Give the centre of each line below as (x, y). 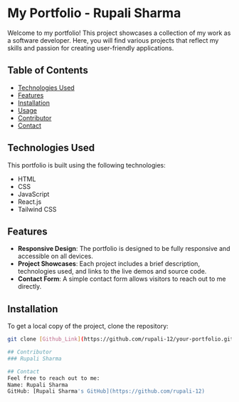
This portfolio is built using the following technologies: (86, 165)
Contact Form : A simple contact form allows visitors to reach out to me (122, 279)
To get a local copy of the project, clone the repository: (88, 326)
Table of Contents (48, 70)
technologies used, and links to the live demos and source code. (112, 272)
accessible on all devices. (55, 256)
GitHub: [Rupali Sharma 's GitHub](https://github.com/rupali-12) (106, 391)
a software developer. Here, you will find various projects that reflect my (113, 40)
